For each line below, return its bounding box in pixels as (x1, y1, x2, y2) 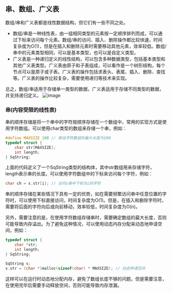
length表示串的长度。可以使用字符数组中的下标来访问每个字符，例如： (5, 171, 154, 177)
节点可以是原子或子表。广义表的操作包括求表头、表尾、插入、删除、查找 (12, 69, 165, 75)
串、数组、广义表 (5, 5, 59, 14)
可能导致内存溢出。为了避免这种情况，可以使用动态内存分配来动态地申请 (5, 221, 158, 227)
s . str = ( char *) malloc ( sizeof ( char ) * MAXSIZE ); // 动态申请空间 (5, 265, 145, 271)
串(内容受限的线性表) (5, 106, 57, 114)
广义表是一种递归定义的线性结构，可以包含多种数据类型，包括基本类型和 (12, 56, 165, 62)
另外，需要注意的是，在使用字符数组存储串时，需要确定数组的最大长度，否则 (5, 214, 167, 221)
